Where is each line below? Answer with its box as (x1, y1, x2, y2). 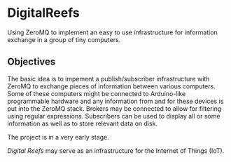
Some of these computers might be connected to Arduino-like (7, 89, 186, 97)
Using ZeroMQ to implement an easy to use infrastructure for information (7, 28, 218, 36)
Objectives (7, 56, 56, 68)
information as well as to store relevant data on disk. (7, 119, 158, 128)
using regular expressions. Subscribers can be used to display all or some (7, 112, 220, 120)
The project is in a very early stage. (7, 133, 110, 141)
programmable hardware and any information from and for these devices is (7, 97, 224, 105)
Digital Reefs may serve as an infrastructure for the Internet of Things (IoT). (7, 146, 225, 155)
